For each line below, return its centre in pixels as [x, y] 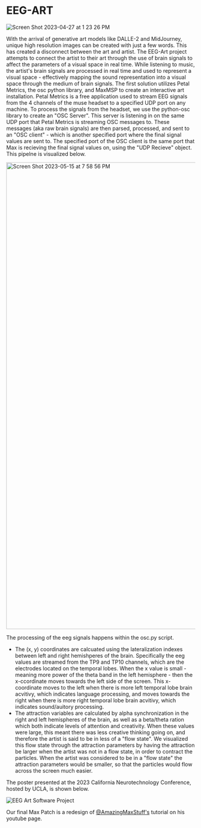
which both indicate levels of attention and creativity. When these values [105, 726]
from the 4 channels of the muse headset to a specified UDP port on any [96, 102]
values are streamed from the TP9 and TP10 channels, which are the [100, 662]
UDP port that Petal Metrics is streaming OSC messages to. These [88, 122]
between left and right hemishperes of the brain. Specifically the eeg [100, 655]
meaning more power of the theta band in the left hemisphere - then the [104, 675]
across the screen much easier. [54, 770]
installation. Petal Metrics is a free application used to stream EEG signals [97, 96]
